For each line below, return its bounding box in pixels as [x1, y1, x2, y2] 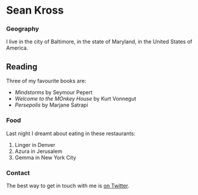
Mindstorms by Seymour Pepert [14, 89, 93, 96]
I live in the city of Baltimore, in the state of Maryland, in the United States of [6, 38, 193, 45]
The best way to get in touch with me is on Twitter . [6, 182, 129, 189]
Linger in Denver [14, 141, 56, 148]
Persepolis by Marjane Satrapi [14, 101, 88, 108]
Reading [6, 62, 37, 72]
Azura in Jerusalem [14, 148, 62, 155]
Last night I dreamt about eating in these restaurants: [6, 130, 136, 137]
